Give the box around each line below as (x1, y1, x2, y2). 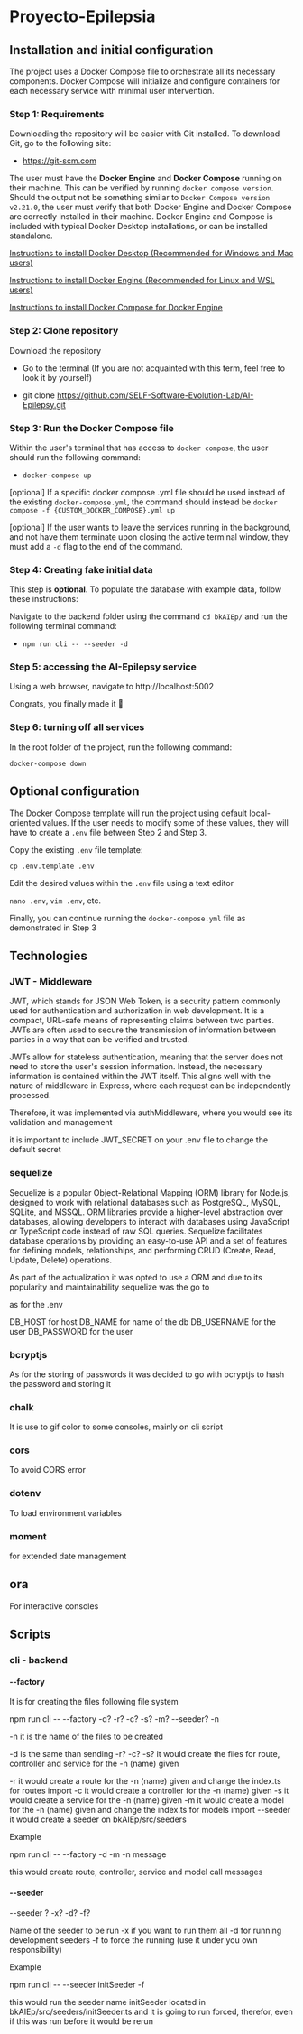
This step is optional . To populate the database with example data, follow (9, 584, 282, 595)
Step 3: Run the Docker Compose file (9, 421, 174, 434)
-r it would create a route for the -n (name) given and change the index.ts (9, 1776, 281, 1787)
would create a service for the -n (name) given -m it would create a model (9, 1795, 284, 1806)
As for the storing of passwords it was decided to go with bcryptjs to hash (9, 1369, 285, 1380)
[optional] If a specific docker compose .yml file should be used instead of (9, 486, 286, 497)
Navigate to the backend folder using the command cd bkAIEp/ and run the (9, 611, 288, 622)
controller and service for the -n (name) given (9, 1758, 179, 1770)
